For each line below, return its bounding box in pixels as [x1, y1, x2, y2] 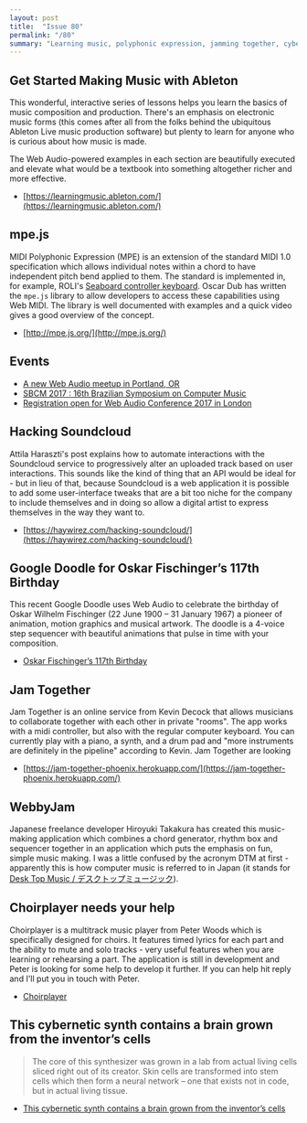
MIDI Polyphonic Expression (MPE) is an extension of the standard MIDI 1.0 [9, 251, 291, 262]
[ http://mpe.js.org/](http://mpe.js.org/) [22, 326, 167, 338]
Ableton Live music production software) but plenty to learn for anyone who [9, 126, 295, 137]
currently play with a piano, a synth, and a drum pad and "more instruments [9, 735, 294, 746]
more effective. [9, 173, 67, 184]
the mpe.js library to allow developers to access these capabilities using [9, 290, 281, 301]
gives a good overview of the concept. [9, 309, 155, 320]
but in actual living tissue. [31, 1085, 128, 1096]
